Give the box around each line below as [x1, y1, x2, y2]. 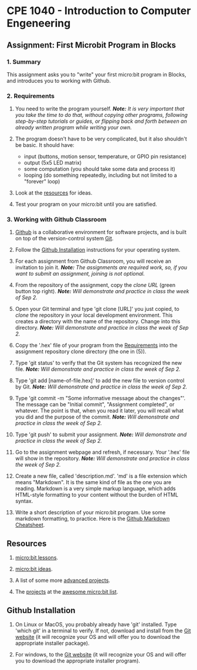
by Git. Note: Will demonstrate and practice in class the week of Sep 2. [15, 383, 188, 390]
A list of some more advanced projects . [15, 577, 111, 584]
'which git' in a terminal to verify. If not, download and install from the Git [15, 627, 191, 634]
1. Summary [6, 58, 41, 66]
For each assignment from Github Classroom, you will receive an [15, 257, 172, 265]
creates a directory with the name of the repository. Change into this [15, 318, 181, 325]
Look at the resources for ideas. [15, 189, 93, 196]
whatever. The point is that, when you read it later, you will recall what [15, 407, 184, 414]
